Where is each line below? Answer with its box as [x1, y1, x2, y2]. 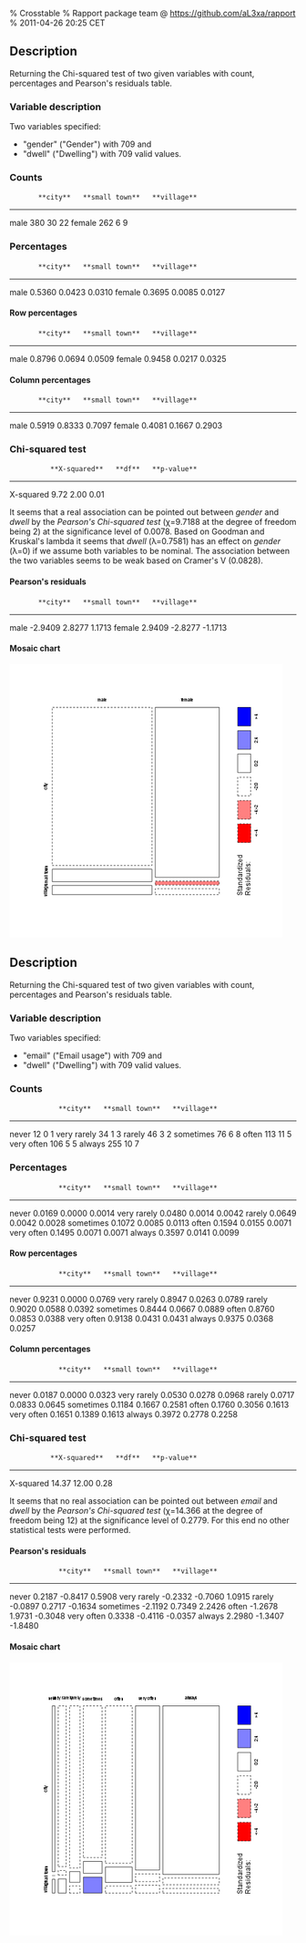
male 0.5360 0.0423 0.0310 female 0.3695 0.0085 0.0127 [9, 286, 226, 297]
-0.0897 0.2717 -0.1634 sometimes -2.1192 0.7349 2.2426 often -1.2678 [9, 1601, 279, 1612]
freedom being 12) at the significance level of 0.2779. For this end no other [9, 1515, 290, 1526]
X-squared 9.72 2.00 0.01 [9, 489, 105, 500]
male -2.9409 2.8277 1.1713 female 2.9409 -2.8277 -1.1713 [9, 622, 228, 632]
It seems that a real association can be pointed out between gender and [9, 507, 280, 518]
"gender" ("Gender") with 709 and [22, 139, 152, 149]
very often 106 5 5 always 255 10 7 [9, 1138, 139, 1149]
